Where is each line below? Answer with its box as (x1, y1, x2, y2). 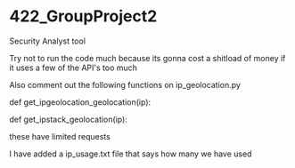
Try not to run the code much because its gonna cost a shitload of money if (9, 52, 286, 63)
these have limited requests (9, 131, 111, 141)
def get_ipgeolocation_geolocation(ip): (9, 96, 152, 108)
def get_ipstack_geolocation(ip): (9, 114, 127, 124)
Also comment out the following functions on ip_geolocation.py (9, 79, 241, 90)
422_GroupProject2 (9, 6, 158, 27)
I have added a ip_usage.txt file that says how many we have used (9, 148, 252, 159)
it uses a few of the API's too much (9, 62, 138, 73)
